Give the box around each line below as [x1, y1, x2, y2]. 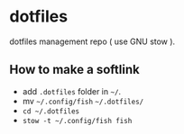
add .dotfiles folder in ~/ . [22, 85, 122, 96]
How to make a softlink [9, 62, 140, 77]
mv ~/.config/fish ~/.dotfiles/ [22, 95, 144, 106]
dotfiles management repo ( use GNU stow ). [9, 36, 176, 47]
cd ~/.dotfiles [22, 106, 80, 116]
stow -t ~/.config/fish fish [22, 116, 133, 125]
